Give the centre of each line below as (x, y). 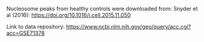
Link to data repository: (36, 27)
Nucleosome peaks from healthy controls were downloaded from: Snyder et (102, 9)
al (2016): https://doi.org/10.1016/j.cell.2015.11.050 (69, 15)
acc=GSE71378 (25, 33)
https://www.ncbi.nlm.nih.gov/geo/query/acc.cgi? (128, 27)
